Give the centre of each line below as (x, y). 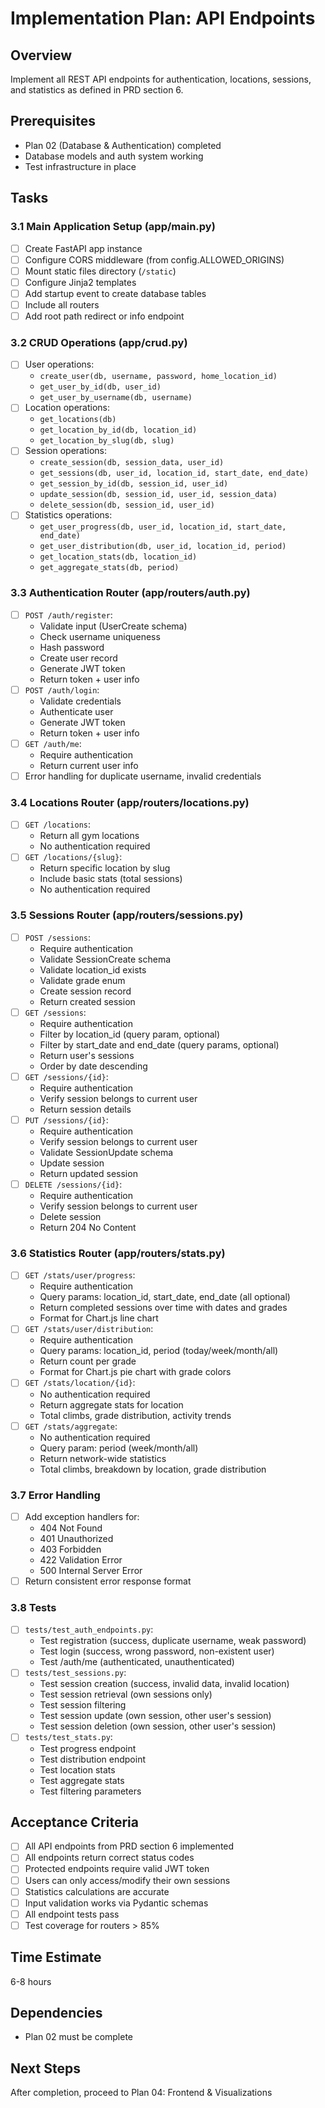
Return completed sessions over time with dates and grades (163, 1308)
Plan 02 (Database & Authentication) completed (123, 145)
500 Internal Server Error (91, 1570)
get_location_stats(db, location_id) (118, 557)
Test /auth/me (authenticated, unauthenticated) (137, 1662)
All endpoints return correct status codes (109, 1858)
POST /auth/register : (68, 614)
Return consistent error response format (108, 1581)
